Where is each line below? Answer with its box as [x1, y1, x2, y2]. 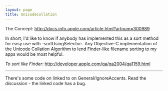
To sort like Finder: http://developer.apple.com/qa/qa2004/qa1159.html [5, 61, 151, 67]
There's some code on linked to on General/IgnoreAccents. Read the [5, 75, 146, 81]
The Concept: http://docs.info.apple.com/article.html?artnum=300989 [5, 25, 150, 31]
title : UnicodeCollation [5, 12, 57, 17]
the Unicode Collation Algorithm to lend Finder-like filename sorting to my [5, 46, 157, 52]
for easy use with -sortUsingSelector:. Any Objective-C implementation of [5, 40, 157, 46]
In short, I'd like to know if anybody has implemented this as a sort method [5, 35, 159, 41]
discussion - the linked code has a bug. [5, 80, 86, 86]
